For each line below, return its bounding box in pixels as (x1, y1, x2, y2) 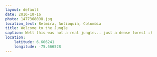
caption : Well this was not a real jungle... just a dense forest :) (5, 30, 153, 35)
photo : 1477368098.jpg (5, 16, 52, 21)
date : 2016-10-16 (5, 12, 41, 17)
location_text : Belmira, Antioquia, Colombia (5, 21, 101, 26)
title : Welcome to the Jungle (5, 26, 68, 31)
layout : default (5, 7, 39, 12)
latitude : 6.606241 (14, 40, 55, 45)
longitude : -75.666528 (14, 44, 61, 49)
